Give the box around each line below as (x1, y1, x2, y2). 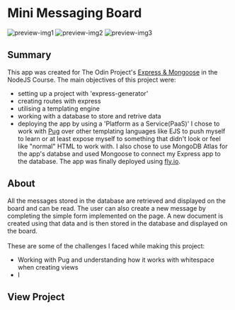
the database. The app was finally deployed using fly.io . (17, 157, 180, 165)
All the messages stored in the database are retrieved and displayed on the (7, 196, 227, 205)
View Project (7, 291, 65, 303)
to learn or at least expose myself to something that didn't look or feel (17, 134, 221, 143)
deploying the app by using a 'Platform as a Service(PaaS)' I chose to (17, 119, 220, 128)
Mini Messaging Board (7, 5, 142, 21)
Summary (7, 49, 52, 61)
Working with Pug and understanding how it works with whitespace (17, 255, 214, 264)
